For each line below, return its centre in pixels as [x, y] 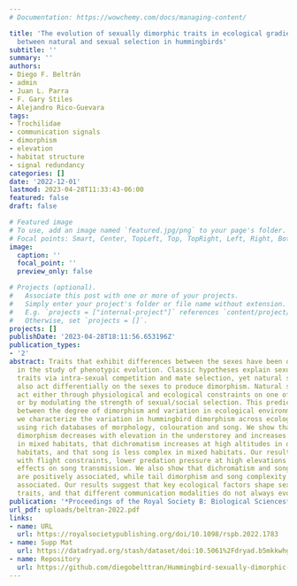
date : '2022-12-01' [45, 181]
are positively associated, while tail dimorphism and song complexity [152, 477]
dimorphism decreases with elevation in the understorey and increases [152, 436]
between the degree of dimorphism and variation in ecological [136, 411]
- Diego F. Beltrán [45, 75]
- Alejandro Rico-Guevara [57, 107]
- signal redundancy [47, 165]
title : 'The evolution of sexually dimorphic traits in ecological [136, 33]
